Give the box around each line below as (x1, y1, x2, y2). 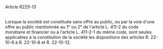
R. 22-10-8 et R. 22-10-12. (18, 39, 71, 46)
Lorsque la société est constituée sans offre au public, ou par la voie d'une (5, 19, 155, 25)
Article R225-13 (5, 4, 36, 10)
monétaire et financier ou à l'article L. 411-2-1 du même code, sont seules (5, 29, 152, 35)
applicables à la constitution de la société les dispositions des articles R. (5, 34, 150, 40)
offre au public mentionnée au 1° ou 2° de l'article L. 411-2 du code (5, 24, 139, 30)
